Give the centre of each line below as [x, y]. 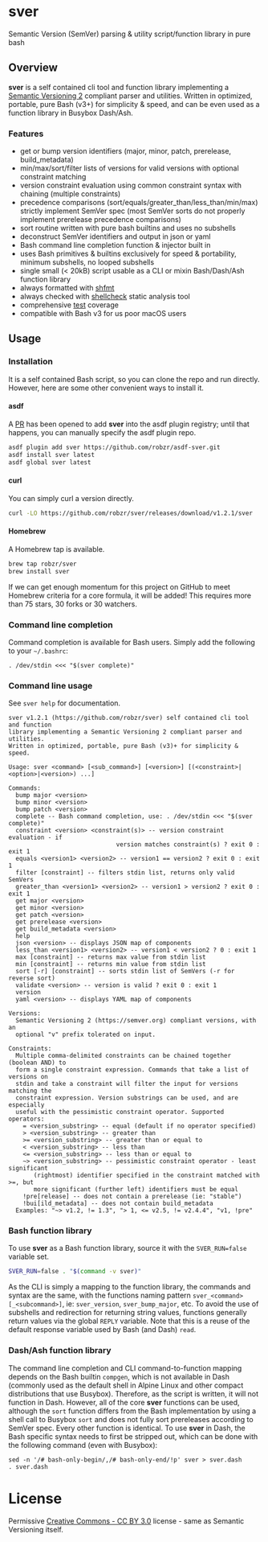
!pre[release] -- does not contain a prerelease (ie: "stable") [132, 1197]
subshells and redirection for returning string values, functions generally [128, 1313]
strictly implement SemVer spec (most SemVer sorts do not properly [132, 211]
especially [26, 1105]
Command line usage [51, 685]
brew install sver [39, 571]
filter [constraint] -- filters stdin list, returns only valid [125, 873]
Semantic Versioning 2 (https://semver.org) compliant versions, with [136, 1021]
